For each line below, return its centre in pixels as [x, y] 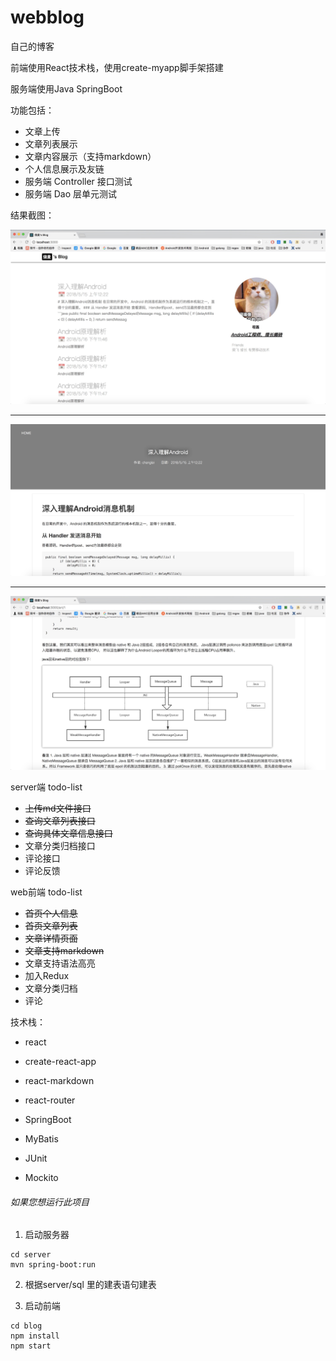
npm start [31, 1346]
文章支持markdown [64, 951]
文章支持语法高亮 [60, 963]
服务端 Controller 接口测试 [78, 181]
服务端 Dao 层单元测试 [71, 193]
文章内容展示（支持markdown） [90, 156]
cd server [31, 1255]
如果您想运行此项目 [50, 1202]
